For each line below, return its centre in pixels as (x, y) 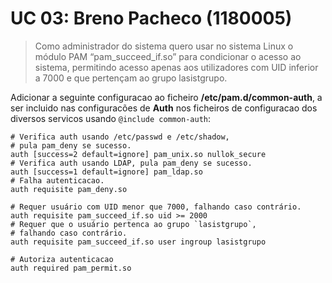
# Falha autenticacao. (57, 180)
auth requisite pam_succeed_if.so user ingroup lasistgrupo (138, 242)
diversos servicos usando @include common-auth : (111, 118)
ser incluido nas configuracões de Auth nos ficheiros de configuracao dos (164, 108)
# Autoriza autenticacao (62, 259)
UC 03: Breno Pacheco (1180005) (151, 18)
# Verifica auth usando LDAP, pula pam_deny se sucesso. (131, 163)
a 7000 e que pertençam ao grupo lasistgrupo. (131, 78)
